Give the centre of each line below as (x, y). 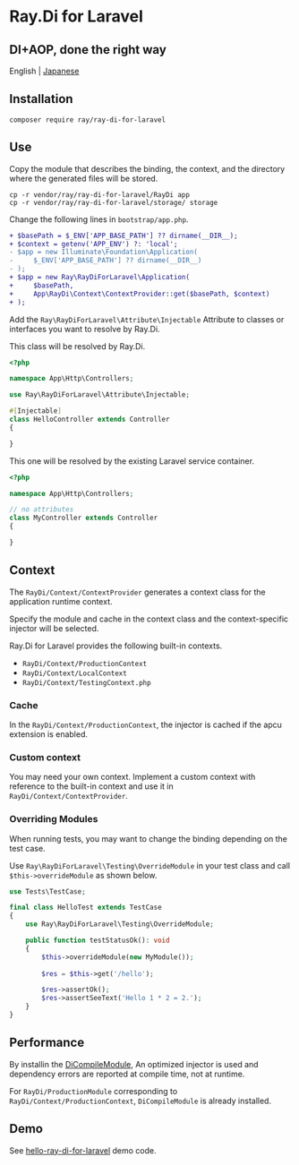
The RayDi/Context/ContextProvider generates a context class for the (137, 592)
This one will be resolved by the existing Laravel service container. (132, 461)
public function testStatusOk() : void (98, 941)
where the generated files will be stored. (84, 178)
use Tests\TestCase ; (48, 891)
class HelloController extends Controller (90, 419)
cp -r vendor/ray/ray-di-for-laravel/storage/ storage (114, 202)
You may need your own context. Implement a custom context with (132, 777)
